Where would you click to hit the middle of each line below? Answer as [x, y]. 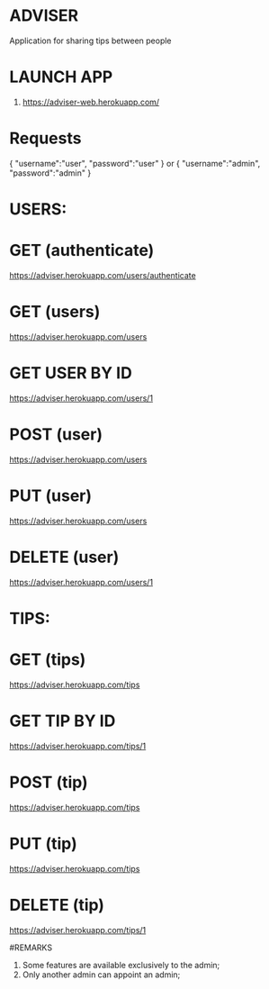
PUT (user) [51, 495]
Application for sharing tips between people [91, 41]
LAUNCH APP [61, 77]
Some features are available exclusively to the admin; [121, 965]
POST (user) [56, 434]
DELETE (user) [64, 557]
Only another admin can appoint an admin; [101, 975]
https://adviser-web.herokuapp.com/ [91, 102]
